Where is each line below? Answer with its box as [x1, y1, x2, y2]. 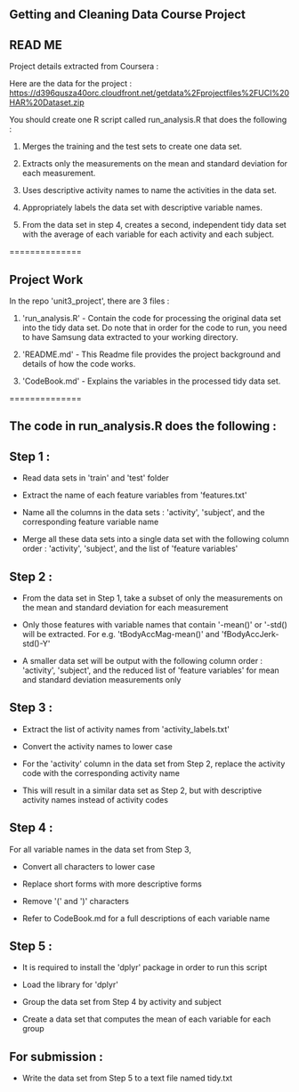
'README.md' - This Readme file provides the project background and [21, 349, 281, 360]
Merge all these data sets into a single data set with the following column [21, 534, 289, 545]
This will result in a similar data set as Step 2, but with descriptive [21, 785, 263, 796]
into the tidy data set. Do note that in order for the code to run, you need [21, 322, 287, 333]
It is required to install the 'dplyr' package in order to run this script [21, 962, 268, 973]
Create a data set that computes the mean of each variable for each [21, 1014, 271, 1024]
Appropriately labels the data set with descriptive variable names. [21, 202, 263, 213]
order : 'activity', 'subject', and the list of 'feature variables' [21, 543, 238, 554]
